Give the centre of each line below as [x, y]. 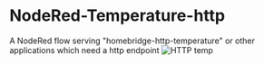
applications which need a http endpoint [85, 50]
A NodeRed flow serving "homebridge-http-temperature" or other [132, 41]
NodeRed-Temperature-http [117, 16]
